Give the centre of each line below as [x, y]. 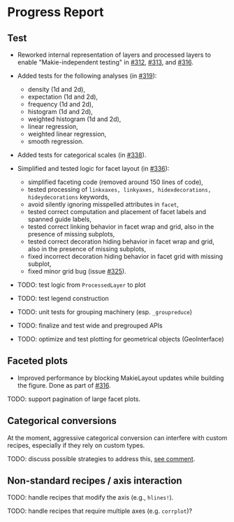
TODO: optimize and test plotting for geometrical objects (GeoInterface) [121, 339]
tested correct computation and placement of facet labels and [117, 212]
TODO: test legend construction [63, 298]
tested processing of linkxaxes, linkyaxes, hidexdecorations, [119, 189]
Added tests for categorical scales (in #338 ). [82, 155]
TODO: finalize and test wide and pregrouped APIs [90, 325]
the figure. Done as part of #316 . [64, 385]
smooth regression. [56, 141]
